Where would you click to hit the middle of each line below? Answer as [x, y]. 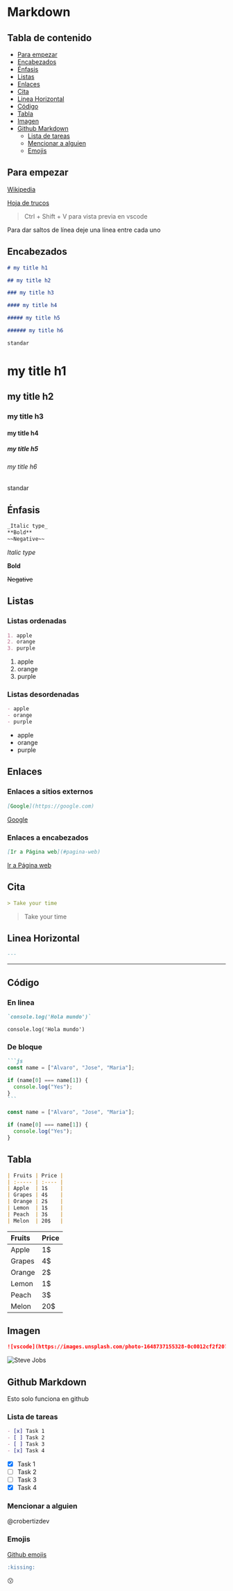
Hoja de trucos [28, 203]
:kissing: [21, 1567]
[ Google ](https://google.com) [51, 806]
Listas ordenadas [37, 621]
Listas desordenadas [43, 695]
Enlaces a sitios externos [50, 792]
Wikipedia [21, 189]
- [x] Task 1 [26, 1432]
